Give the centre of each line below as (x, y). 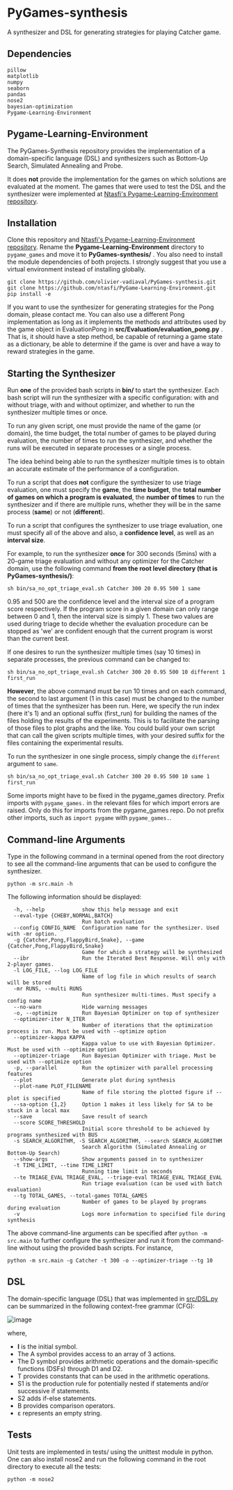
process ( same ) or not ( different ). (56, 512)
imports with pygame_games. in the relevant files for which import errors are (114, 803)
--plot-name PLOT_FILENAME (53, 1086)
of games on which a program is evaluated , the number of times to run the (116, 497)
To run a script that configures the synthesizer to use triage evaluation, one (115, 525)
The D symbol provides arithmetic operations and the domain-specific (118, 1361)
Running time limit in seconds (127, 1171)
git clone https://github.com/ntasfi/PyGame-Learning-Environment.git (112, 288)
